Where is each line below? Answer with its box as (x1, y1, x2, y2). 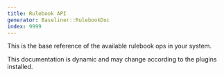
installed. (7, 63, 33, 71)
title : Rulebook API (7, 10, 67, 17)
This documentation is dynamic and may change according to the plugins (7, 55, 217, 64)
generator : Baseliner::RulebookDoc (7, 17, 110, 23)
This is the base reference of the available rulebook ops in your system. (7, 42, 212, 50)
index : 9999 (7, 23, 42, 30)
